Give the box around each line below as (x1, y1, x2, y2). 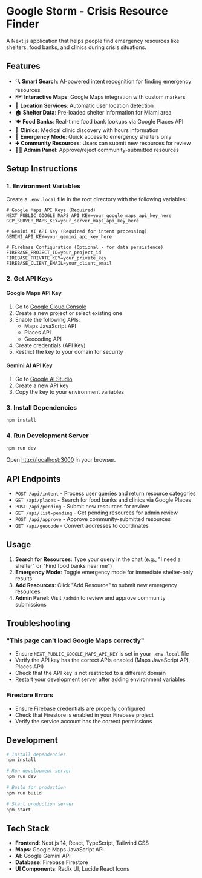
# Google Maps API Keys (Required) (6, 207, 96, 213)
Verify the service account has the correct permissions (15, 717, 152, 725)
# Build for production (6, 785, 67, 791)
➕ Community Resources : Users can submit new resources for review (15, 139, 191, 147)
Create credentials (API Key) (15, 341, 86, 349)
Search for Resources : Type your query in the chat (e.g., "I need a (15, 556, 181, 563)
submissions (15, 600, 47, 608)
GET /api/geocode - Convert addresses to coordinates (15, 522, 149, 529)
